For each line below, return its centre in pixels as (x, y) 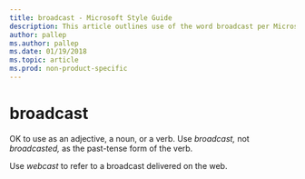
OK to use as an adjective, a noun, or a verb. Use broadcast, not (129, 138)
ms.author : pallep (44, 43)
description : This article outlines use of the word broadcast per (140, 26)
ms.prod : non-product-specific (69, 69)
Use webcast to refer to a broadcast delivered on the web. (118, 165)
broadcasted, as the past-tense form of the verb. (101, 148)
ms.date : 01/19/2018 (49, 52)
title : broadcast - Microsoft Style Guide (91, 18)
